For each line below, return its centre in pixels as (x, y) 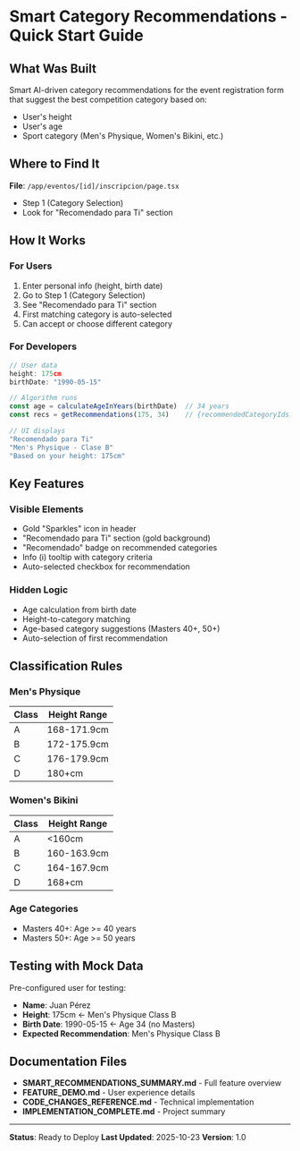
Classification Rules (66, 665)
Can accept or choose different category (97, 323)
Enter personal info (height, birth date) (92, 286)
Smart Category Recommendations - (149, 17)
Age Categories (44, 908)
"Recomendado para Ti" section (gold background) (117, 538)
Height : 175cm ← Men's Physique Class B (99, 1014)
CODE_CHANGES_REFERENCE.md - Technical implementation (138, 1102)
